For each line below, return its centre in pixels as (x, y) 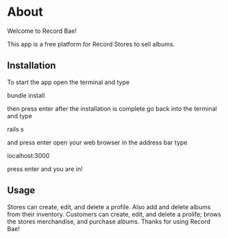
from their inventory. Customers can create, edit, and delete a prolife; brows (114, 214)
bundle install (26, 95)
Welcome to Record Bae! (42, 31)
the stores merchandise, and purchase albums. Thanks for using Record (109, 221)
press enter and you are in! (45, 169)
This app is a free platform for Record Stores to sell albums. (91, 44)
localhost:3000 (28, 155)
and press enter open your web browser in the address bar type (97, 142)
